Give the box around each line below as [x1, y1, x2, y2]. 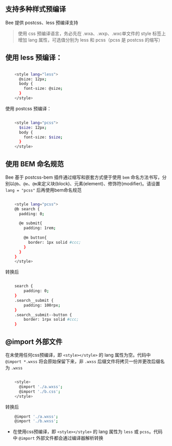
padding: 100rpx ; [24, 302, 60, 308]
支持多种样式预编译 [5, 5, 66, 14]
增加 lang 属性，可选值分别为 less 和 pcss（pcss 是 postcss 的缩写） [17, 36, 163, 43]
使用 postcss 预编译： [5, 105, 52, 111]
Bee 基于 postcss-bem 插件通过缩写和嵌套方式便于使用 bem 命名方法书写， [5, 174, 162, 180]
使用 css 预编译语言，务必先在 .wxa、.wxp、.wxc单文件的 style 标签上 [17, 30, 166, 36]
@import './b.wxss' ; [14, 419, 58, 424]
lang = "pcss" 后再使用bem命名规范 [5, 187, 82, 193]
